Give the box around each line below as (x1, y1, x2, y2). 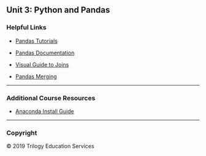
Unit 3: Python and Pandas (6, 5, 110, 15)
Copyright (6, 128, 37, 137)
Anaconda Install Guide (15, 107, 75, 115)
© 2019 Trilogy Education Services (6, 143, 94, 150)
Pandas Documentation (15, 49, 75, 56)
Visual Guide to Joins (15, 61, 69, 68)
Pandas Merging (15, 73, 57, 80)
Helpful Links (6, 23, 47, 32)
